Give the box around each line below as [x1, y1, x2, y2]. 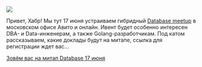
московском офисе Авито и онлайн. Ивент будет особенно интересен [6, 24, 188, 31]
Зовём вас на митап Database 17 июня [6, 54, 106, 62]
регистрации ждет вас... [6, 43, 70, 50]
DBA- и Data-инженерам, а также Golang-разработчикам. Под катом [6, 30, 185, 37]
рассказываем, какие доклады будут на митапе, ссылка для [6, 36, 163, 43]
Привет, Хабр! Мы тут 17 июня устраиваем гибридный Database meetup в [6, 18, 197, 24]
